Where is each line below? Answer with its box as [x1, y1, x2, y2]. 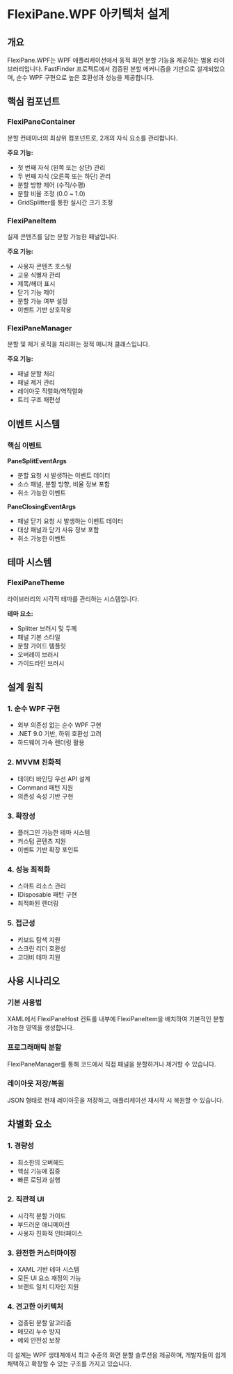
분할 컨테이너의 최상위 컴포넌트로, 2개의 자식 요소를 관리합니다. [7, 134, 178, 142]
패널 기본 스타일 [17, 632, 61, 641]
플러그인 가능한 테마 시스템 [17, 828, 90, 836]
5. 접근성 [7, 918, 35, 928]
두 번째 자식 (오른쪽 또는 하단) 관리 [17, 172, 111, 180]
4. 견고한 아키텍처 [7, 1302, 64, 1311]
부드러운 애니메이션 [17, 1220, 70, 1229]
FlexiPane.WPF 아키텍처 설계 [7, 6, 170, 22]
